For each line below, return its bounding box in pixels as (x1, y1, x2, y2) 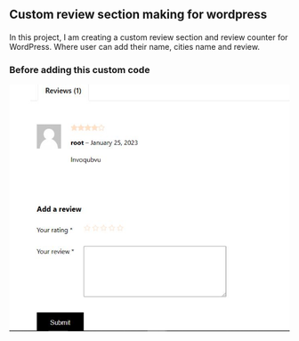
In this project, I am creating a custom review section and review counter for (9, 31, 288, 43)
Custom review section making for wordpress (9, 7, 268, 22)
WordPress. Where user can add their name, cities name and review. (9, 41, 261, 52)
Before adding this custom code (9, 63, 150, 76)
